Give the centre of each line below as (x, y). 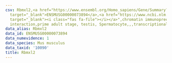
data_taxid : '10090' (27, 48)
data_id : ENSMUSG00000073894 (36, 34)
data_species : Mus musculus (35, 43)
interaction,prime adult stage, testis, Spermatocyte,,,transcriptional (89, 24)
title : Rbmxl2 (20, 52)
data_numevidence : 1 (27, 39)
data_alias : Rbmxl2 (26, 29)
